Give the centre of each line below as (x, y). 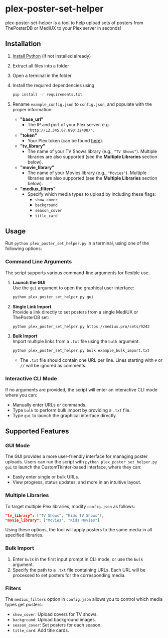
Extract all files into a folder (41, 65)
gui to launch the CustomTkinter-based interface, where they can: (73, 467)
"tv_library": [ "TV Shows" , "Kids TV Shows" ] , (55, 515)
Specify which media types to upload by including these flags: (92, 194)
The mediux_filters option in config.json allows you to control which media (84, 599)
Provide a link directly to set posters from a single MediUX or (75, 312)
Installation (23, 44)
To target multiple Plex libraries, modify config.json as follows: (70, 506)
